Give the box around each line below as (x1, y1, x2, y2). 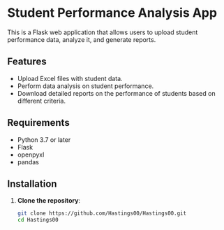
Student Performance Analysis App (7, 5, 218, 21)
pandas (17, 157, 40, 166)
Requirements (7, 117, 70, 129)
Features (7, 56, 47, 68)
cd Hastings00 (17, 217, 59, 224)
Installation (7, 178, 57, 189)
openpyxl (17, 150, 45, 159)
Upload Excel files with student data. (17, 74, 124, 82)
